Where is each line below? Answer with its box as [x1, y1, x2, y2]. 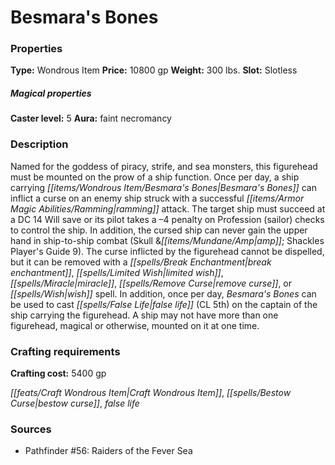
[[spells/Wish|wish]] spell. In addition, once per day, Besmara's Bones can [10, 287, 317, 300]
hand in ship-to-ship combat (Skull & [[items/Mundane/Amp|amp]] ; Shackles [10, 234, 325, 246]
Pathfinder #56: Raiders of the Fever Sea [24, 445, 193, 457]
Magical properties [10, 87, 92, 100]
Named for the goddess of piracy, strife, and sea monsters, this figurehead [10, 160, 318, 172]
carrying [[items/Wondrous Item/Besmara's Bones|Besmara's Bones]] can [10, 181, 317, 193]
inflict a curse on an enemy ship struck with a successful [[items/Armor [10, 192, 305, 204]
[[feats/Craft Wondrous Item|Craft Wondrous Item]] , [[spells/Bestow [10, 387, 292, 399]
